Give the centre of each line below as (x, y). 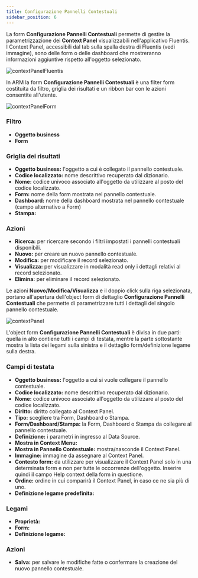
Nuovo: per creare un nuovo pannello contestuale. (76, 254)
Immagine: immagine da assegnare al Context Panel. (79, 455)
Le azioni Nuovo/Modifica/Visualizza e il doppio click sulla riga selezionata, (99, 290)
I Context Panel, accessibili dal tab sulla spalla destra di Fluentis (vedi (91, 47)
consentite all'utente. (32, 95)
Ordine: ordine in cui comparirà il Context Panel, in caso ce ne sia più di (102, 480)
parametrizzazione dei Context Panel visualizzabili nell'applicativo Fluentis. (98, 40)
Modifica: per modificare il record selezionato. (72, 260)
